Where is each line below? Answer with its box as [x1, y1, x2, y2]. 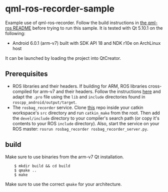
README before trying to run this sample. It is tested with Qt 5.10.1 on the [12, 25, 163, 31]
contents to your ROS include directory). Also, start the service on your [12, 120, 159, 126]
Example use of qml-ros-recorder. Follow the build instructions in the [5, 20, 147, 26]
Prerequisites [5, 70, 48, 78]
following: [5, 30, 25, 36]
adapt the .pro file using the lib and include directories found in [12, 93, 145, 100]
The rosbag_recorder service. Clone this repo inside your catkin [12, 104, 143, 111]
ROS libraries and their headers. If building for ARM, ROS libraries [12, 83, 147, 89]
